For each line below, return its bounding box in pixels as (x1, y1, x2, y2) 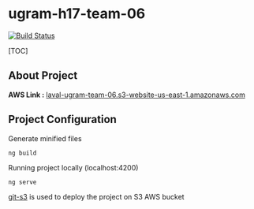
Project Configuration (8, 113, 117, 126)
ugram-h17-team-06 (8, 5, 146, 23)
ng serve (8, 178, 37, 186)
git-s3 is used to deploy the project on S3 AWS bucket (8, 192, 185, 201)
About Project (8, 69, 78, 83)
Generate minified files (8, 133, 82, 143)
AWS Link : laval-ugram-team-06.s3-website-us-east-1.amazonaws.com (8, 90, 246, 99)
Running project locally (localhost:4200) (8, 162, 139, 172)
